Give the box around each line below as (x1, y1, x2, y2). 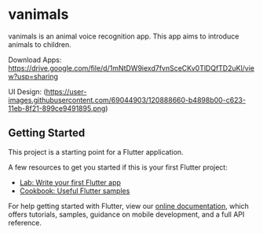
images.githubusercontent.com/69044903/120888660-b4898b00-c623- (8, 95, 246, 104)
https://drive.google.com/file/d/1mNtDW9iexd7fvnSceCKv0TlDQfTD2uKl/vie (8, 63, 255, 72)
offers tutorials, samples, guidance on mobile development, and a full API (8, 210, 245, 219)
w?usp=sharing (8, 71, 59, 81)
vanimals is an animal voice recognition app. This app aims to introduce (8, 31, 239, 41)
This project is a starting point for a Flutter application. (8, 147, 184, 156)
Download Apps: (8, 55, 62, 64)
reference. (8, 218, 42, 227)
